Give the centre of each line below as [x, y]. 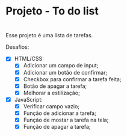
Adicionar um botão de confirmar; [65, 72]
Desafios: [17, 47]
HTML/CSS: [29, 59]
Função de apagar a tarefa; [57, 127]
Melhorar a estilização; [52, 93]
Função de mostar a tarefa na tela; [66, 120]
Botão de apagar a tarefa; [55, 86]
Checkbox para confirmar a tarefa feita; [72, 79]
